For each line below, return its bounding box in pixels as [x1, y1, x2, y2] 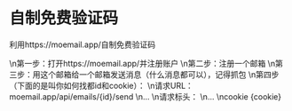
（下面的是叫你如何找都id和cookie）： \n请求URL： [9, 80, 193, 91]
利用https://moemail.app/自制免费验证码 [9, 39, 156, 50]
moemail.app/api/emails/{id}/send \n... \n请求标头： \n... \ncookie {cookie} [9, 91, 282, 102]
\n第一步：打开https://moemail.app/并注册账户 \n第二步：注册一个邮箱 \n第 [9, 58, 284, 68]
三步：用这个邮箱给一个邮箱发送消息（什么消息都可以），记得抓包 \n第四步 [9, 68, 280, 80]
